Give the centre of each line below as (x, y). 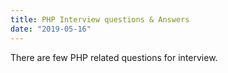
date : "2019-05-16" (51, 29)
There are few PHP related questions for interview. (114, 57)
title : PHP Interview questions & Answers (100, 19)
